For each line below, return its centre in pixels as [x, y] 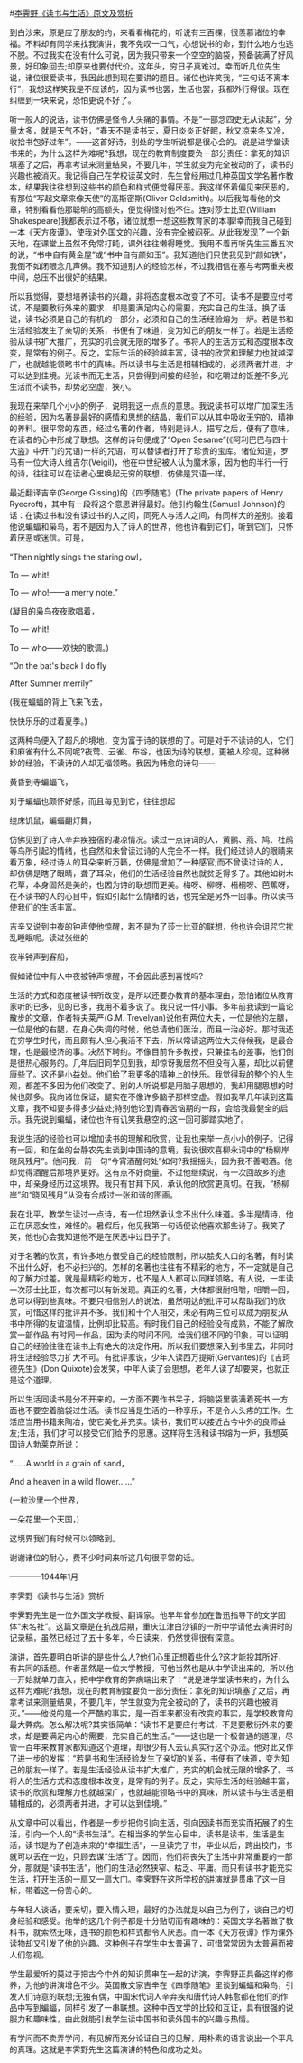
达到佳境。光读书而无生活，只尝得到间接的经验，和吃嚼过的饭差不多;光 [156, 375]
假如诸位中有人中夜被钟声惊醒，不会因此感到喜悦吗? [106, 976]
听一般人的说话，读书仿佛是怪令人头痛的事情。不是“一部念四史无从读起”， [147, 119]
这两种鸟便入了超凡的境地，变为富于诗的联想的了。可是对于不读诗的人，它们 [151, 740]
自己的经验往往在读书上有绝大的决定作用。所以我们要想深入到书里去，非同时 [151, 1346]
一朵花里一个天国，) [45, 1519]
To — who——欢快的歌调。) [60, 648]
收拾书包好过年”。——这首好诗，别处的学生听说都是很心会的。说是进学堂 [146, 142]
